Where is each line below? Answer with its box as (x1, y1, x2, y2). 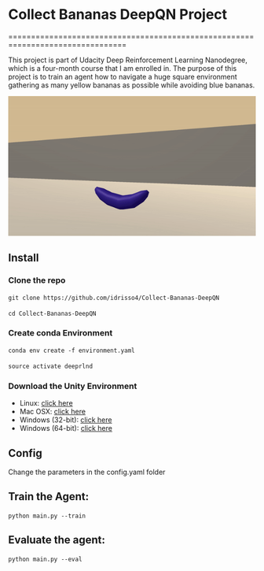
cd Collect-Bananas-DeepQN (8, 310, 97, 317)
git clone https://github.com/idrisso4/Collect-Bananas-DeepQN (8, 294, 220, 302)
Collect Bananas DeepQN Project (8, 6, 228, 24)
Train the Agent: (8, 490, 90, 503)
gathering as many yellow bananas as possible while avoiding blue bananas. (8, 80, 255, 90)
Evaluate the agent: (8, 533, 106, 547)
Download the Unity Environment (8, 380, 137, 391)
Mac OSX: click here (19, 407, 86, 417)
